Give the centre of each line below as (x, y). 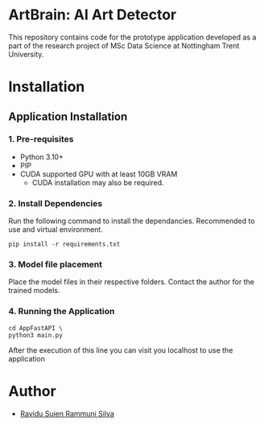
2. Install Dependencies (56, 203)
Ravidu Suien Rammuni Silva (67, 413)
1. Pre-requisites (41, 139)
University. (26, 54)
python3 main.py (35, 335)
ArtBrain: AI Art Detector (93, 15)
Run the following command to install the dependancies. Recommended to (132, 221)
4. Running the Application (62, 312)
